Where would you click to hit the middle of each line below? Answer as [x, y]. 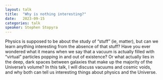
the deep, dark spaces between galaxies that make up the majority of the [79, 62]
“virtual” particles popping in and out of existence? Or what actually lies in [80, 57]
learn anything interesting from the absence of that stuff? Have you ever [78, 47]
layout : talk [18, 9]
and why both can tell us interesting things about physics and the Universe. [81, 72]
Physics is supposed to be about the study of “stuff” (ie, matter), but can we [82, 41]
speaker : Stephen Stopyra [31, 28]
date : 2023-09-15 [25, 18]
